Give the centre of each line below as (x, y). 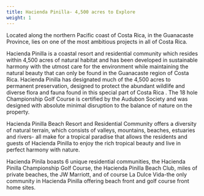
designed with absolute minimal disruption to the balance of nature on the (100, 105)
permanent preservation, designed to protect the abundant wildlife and (96, 85)
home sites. (21, 187)
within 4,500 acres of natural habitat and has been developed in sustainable (102, 60)
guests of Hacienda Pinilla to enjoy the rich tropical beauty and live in (93, 143)
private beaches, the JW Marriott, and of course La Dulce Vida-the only (97, 174)
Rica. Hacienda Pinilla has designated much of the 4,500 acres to (89, 79)
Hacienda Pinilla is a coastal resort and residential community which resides (102, 53)
